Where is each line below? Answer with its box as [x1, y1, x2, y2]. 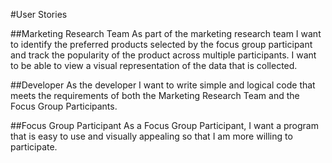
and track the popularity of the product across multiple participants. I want [10, 49, 317, 61]
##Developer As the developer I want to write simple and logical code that [10, 79, 316, 91]
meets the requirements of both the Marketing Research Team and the [10, 90, 300, 101]
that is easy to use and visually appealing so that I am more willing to [10, 130, 293, 142]
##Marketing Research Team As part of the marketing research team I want [10, 28, 322, 39]
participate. [10, 141, 58, 153]
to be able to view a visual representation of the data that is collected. [10, 60, 298, 71]
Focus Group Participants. [10, 100, 118, 112]
